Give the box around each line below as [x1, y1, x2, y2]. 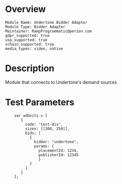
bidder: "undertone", [34, 139, 79, 144]
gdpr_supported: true [5, 33, 50, 38]
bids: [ [25, 131, 41, 136]
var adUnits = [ [14, 113, 48, 118]
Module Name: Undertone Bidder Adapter [5, 20, 88, 25]
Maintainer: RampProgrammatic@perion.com [5, 28, 92, 33]
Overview [5, 3, 46, 15]
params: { [34, 144, 55, 149]
